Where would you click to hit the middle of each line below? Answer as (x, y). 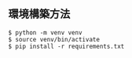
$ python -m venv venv (45, 33)
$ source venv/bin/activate (54, 39)
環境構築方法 (39, 14)
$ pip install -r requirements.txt (66, 46)
